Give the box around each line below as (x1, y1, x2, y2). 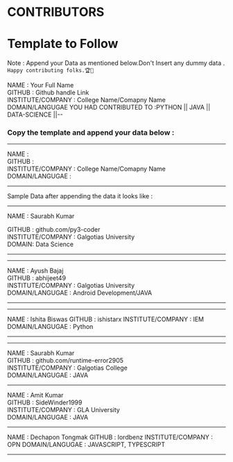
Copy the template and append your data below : (7, 128, 175, 137)
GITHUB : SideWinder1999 (7, 398, 83, 407)
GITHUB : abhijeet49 (7, 274, 67, 282)
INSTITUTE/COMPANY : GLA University (7, 406, 120, 414)
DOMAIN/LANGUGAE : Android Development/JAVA (7, 289, 153, 297)
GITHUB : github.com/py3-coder (7, 225, 101, 234)
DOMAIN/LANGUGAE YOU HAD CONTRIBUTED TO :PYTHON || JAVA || (7, 103, 211, 112)
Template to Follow (7, 36, 119, 52)
